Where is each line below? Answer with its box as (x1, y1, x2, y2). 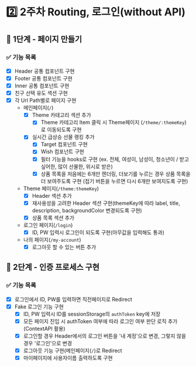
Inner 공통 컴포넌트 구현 (14, 83, 70, 89)
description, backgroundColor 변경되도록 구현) (32, 207, 142, 214)
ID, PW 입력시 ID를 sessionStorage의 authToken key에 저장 (23, 310, 161, 317)
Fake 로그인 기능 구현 (14, 303, 64, 310)
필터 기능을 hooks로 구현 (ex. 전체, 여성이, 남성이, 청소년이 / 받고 (40, 156, 189, 163)
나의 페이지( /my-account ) (23, 236, 81, 243)
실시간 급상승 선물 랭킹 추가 (32, 133, 95, 140)
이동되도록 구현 (47, 126, 82, 133)
